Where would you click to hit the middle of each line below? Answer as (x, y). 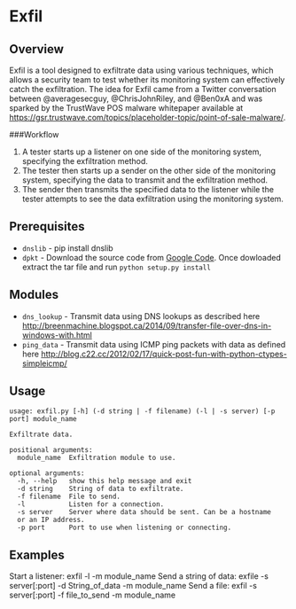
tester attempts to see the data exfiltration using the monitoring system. (152, 199)
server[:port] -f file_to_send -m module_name (93, 595)
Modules (34, 295)
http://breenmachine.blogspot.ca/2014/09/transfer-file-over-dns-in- (147, 325)
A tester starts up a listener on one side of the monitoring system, (141, 152)
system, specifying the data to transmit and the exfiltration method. (145, 180)
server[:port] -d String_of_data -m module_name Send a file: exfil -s (133, 586)
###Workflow (34, 134)
